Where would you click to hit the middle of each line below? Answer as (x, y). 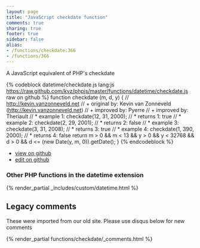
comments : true (25, 23)
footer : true (22, 34)
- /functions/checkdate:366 (41, 51)
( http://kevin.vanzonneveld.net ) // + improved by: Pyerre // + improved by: (97, 110)
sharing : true (24, 28)
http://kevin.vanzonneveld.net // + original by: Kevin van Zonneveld (89, 103)
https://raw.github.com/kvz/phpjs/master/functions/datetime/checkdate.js (97, 91)
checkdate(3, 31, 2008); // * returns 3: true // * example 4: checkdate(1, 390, (100, 129)
